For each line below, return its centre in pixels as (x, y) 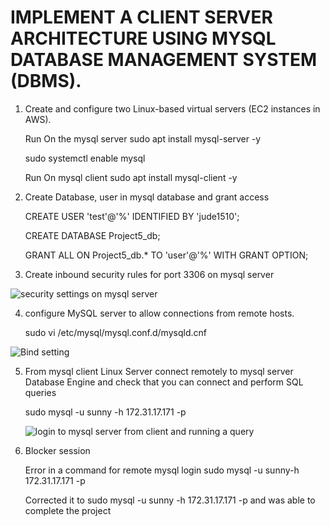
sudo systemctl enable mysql (85, 158)
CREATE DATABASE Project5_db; (92, 235)
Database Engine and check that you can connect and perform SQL (164, 382)
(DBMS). (46, 81)
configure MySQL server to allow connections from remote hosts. (159, 313)
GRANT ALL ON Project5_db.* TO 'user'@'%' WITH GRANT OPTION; (166, 255)
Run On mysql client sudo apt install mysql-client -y (131, 177)
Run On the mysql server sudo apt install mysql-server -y (143, 138)
